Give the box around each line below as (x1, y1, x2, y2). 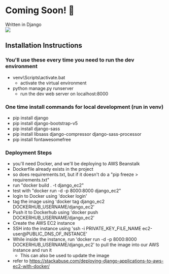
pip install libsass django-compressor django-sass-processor (12, 131, 142, 137)
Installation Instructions (5, 41, 83, 50)
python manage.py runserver (12, 85, 74, 91)
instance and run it (12, 247, 52, 253)
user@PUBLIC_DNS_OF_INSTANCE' (12, 231, 88, 237)
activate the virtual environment (20, 80, 87, 86)
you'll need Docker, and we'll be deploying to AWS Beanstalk (12, 161, 140, 167)
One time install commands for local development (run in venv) (5, 103, 164, 110)
